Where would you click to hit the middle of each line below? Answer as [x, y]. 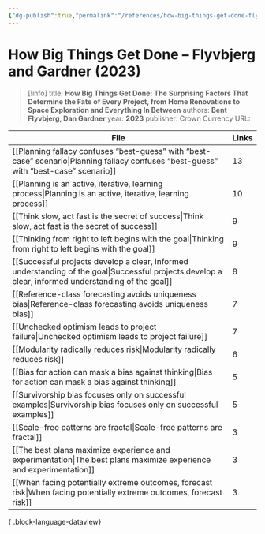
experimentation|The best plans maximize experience [112, 460]
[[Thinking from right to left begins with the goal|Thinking [118, 239]
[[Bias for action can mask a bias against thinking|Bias [112, 372]
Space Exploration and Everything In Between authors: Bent [127, 110]
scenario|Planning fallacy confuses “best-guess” [127, 161]
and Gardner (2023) [75, 71]
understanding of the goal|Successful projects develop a [117, 271]
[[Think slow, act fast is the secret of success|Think [108, 216]
